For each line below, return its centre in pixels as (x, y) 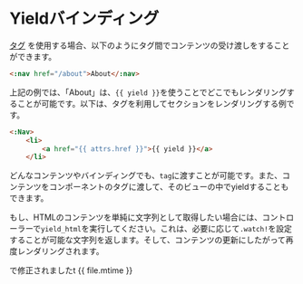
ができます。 (33, 56)
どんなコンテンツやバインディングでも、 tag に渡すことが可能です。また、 (146, 175)
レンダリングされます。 (60, 251)
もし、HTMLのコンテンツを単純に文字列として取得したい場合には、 (136, 217)
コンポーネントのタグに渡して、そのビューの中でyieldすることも (169, 187)
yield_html (61, 230)
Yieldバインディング (84, 19)
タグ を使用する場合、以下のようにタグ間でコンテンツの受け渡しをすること (150, 45)
